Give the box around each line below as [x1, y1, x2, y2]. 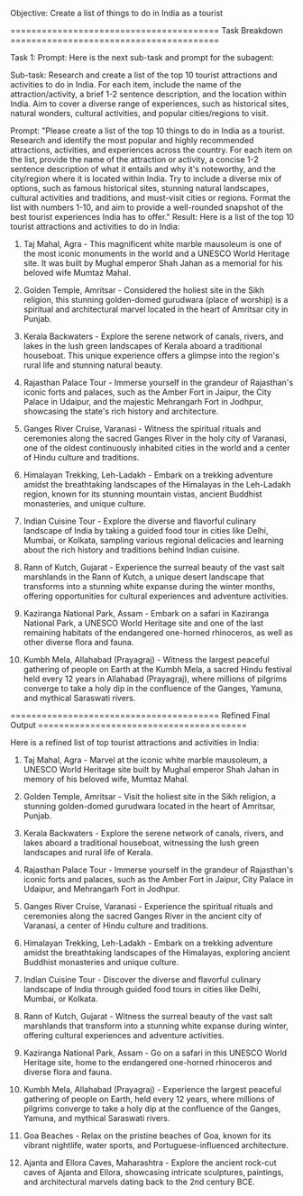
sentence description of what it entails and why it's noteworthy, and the [10, 164, 276, 174]
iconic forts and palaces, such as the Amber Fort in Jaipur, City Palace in [23, 874, 294, 884]
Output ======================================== [10, 720, 247, 730]
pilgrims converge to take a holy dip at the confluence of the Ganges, [23, 1103, 281, 1114]
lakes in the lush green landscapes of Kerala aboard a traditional [23, 341, 262, 351]
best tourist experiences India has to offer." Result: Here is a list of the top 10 [10, 212, 295, 222]
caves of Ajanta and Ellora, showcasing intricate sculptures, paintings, [23, 1167, 284, 1177]
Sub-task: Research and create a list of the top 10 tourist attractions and [10, 69, 278, 80]
